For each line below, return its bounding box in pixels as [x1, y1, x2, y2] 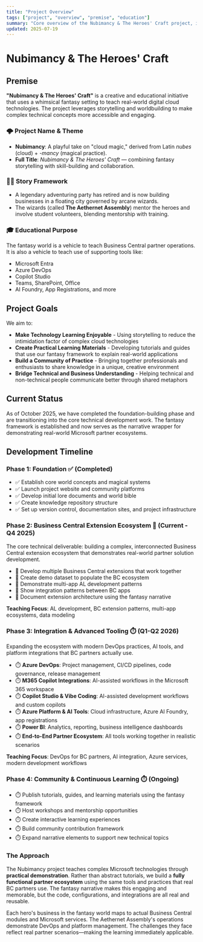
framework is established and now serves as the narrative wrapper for [6, 422, 181, 430]
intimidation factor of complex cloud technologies [14, 337, 139, 345]
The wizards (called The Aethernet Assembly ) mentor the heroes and [14, 204, 190, 211]
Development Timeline [6, 446, 94, 457]
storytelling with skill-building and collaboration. [14, 162, 135, 170]
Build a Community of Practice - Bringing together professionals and [14, 357, 188, 364]
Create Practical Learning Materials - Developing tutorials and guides [14, 343, 190, 351]
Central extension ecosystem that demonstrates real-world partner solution [6, 549, 195, 556]
